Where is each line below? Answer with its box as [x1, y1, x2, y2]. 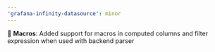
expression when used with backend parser [7, 36, 135, 45]
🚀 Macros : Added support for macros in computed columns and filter [7, 29, 209, 37]
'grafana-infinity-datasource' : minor [7, 10, 121, 17]
